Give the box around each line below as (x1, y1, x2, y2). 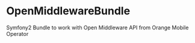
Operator (6, 30, 29, 37)
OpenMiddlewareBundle (6, 4, 131, 18)
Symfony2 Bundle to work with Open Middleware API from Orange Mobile (6, 24, 189, 31)
